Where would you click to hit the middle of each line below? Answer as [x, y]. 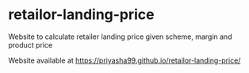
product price [31, 44]
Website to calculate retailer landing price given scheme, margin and [120, 36]
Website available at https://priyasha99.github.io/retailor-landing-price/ [125, 60]
